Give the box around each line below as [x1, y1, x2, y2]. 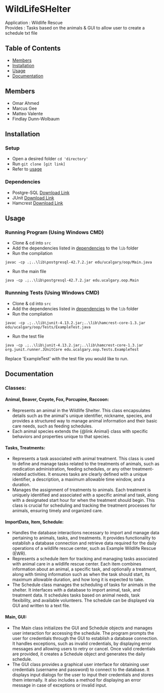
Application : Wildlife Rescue [5, 20, 63, 25]
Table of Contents [5, 44, 61, 52]
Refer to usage [12, 166, 42, 172]
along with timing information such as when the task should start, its [12, 571, 150, 577]
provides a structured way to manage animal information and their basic [12, 418, 158, 424]
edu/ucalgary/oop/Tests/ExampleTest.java [5, 324, 91, 329]
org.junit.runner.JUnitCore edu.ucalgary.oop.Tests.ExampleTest [5, 347, 139, 352]
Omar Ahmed [12, 100, 39, 106]
